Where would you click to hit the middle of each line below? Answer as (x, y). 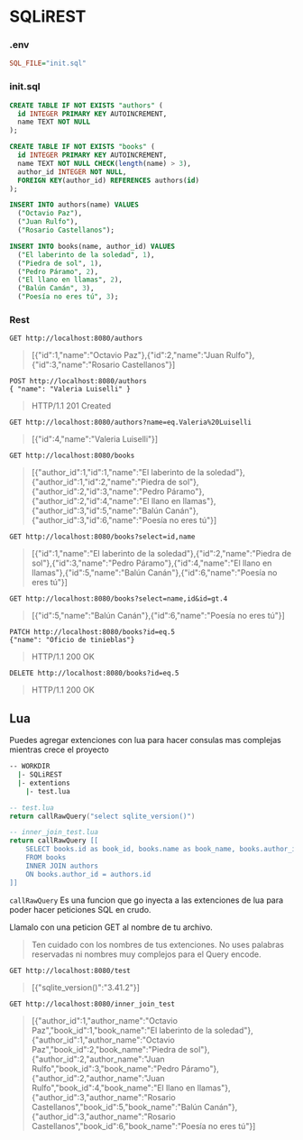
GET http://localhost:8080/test (70, 970)
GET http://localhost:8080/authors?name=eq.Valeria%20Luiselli (131, 423)
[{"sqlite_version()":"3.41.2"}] (85, 987)
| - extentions (44, 783)
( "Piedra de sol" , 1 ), (60, 263)
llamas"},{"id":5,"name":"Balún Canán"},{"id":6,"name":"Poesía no (154, 573)
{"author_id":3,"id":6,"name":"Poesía (99, 520)
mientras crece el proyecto (60, 749)
